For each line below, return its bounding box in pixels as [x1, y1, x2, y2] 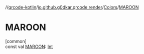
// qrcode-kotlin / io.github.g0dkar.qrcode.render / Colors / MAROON [5, 4, 139, 10]
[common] [5, 38, 27, 44]
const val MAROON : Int [5, 43, 53, 49]
